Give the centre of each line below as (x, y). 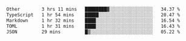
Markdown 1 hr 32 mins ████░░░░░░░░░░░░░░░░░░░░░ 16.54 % (93, 20)
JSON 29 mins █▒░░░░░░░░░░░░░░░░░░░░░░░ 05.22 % (93, 32)
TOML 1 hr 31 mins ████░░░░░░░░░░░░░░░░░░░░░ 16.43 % (93, 26)
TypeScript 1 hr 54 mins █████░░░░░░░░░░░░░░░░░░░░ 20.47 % (93, 15)
